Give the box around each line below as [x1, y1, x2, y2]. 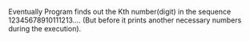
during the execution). [8, 24, 82, 33]
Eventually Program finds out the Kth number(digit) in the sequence [8, 7, 232, 16]
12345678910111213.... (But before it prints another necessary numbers [8, 15, 242, 25]
